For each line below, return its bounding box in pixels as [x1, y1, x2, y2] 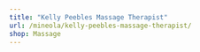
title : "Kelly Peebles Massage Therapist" [9, 12, 168, 22]
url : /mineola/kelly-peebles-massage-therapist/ [9, 21, 192, 30]
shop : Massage [9, 29, 62, 38]
